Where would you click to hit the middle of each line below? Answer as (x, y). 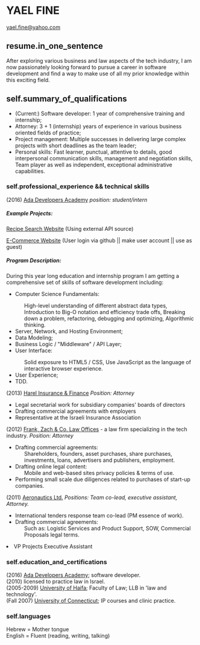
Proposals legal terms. (52, 535)
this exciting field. (28, 80)
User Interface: (34, 350)
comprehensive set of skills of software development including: (85, 282)
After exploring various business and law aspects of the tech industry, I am (99, 60)
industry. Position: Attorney (40, 435)
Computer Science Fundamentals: (57, 294)
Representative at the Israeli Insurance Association (78, 417)
